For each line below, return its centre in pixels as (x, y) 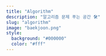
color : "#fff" (28, 44)
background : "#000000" (39, 38)
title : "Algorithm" (30, 11)
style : (14, 33)
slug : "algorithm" (28, 22)
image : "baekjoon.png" (34, 28)
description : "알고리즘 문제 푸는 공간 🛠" (53, 17)
